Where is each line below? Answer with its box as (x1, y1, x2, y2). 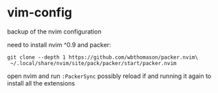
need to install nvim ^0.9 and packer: (7, 40, 111, 49)
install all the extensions (7, 79, 76, 87)
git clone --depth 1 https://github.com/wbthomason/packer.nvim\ (7, 53, 198, 61)
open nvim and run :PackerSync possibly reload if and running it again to (7, 72, 212, 80)
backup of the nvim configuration (7, 27, 102, 36)
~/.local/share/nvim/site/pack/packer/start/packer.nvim (10, 59, 177, 66)
